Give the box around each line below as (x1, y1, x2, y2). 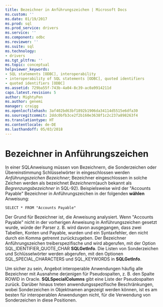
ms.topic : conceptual (5, 62, 50, 67)
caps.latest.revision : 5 (5, 90, 56, 95)
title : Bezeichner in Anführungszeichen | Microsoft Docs (5, 7, 127, 12)
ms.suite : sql (5, 44, 35, 49)
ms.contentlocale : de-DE (5, 122, 56, 127)
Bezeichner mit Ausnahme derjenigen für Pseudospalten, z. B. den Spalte (5, 271, 155, 277)
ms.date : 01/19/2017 (5, 16, 48, 21)
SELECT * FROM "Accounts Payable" (5, 206, 77, 211)
